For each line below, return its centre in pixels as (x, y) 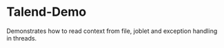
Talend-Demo (47, 12)
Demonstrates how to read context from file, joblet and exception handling (112, 31)
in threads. (22, 38)
